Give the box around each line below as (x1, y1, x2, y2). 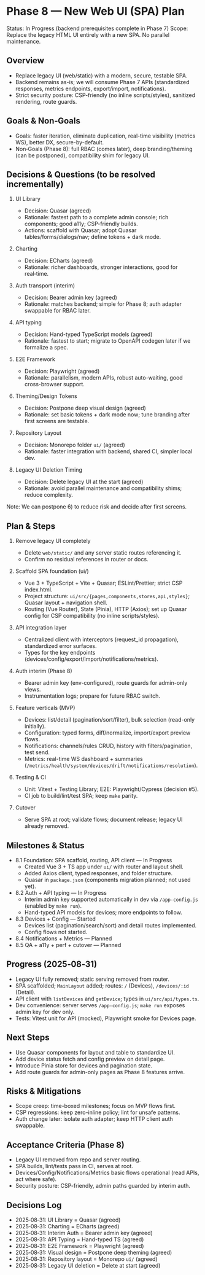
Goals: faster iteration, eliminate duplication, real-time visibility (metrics (15, 132, 196, 139)
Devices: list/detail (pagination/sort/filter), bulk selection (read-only (24, 716, 195, 723)
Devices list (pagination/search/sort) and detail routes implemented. (24, 922, 197, 929)
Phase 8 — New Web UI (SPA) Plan (6, 4, 185, 18)
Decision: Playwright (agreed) (24, 367, 100, 375)
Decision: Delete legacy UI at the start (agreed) (24, 478, 144, 486)
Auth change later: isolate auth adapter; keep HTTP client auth (15, 1115, 173, 1123)
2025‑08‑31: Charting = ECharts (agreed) (15, 1223, 120, 1230)
